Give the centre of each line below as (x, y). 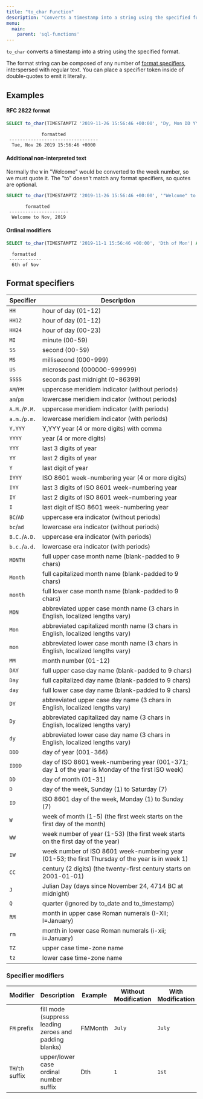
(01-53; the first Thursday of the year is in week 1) (115, 858)
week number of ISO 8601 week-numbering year (113, 851)
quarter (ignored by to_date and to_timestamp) (108, 903)
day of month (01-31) (74, 779)
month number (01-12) (76, 660)
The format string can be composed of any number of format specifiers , (96, 64)
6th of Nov (25, 265)
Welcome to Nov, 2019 (39, 217)
